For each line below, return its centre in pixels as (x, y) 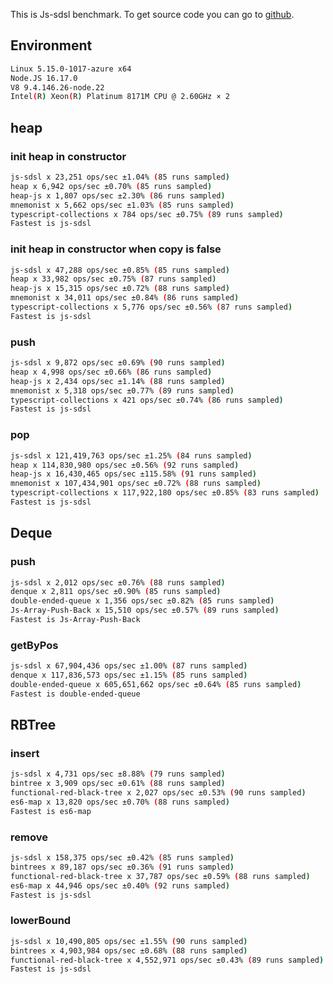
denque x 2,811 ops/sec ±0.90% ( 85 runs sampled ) (116, 592)
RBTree (33, 725)
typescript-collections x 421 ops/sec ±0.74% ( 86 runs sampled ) (147, 400)
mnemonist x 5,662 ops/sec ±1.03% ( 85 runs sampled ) (122, 205)
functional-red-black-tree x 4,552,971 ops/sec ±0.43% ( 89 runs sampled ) (167, 960)
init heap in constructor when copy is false (116, 249)
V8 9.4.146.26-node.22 (57, 87)
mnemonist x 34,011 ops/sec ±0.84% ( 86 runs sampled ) (125, 298)
